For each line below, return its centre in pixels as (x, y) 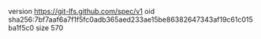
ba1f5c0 (21, 28)
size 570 (49, 28)
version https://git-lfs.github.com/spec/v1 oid (82, 11)
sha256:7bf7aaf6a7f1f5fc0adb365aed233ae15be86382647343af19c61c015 (131, 19)
